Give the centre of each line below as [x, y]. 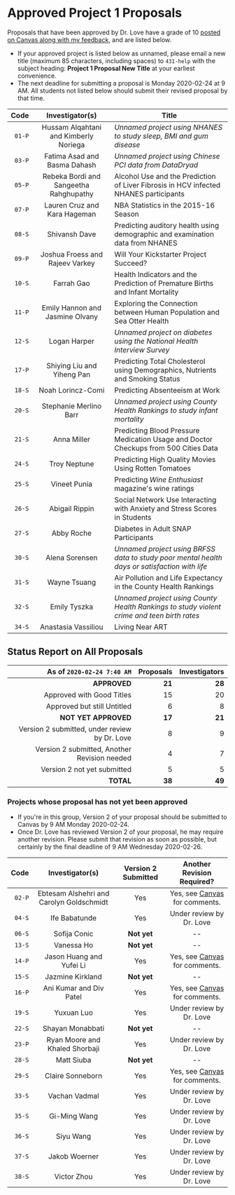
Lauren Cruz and [72, 205]
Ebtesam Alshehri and [73, 893]
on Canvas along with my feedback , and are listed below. [90, 39]
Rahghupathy [72, 194]
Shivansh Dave [72, 234]
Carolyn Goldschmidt [73, 903]
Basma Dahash [71, 165]
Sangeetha [71, 185]
